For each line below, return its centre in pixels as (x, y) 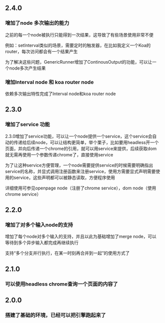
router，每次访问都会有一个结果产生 (41, 51)
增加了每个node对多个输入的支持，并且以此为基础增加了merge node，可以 (81, 237)
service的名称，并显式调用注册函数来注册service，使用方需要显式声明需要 (81, 171)
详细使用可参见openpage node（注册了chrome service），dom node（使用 (81, 188)
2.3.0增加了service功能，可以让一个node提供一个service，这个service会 (79, 136)
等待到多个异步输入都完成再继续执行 (42, 243)
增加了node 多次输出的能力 (37, 23)
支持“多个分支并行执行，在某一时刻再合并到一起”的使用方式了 (67, 253)
